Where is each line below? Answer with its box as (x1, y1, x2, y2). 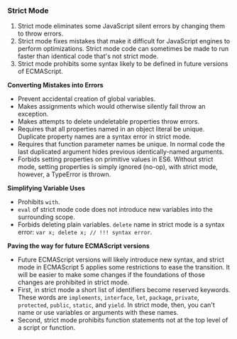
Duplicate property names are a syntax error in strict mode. (17, 132, 192, 141)
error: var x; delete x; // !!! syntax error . (17, 228, 153, 237)
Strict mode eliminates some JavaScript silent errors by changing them (17, 22, 226, 31)
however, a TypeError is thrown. (17, 170, 111, 179)
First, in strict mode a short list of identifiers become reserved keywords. (17, 286, 231, 294)
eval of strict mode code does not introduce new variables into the (17, 205, 213, 214)
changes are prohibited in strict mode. (17, 278, 130, 286)
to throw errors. (17, 29, 64, 38)
